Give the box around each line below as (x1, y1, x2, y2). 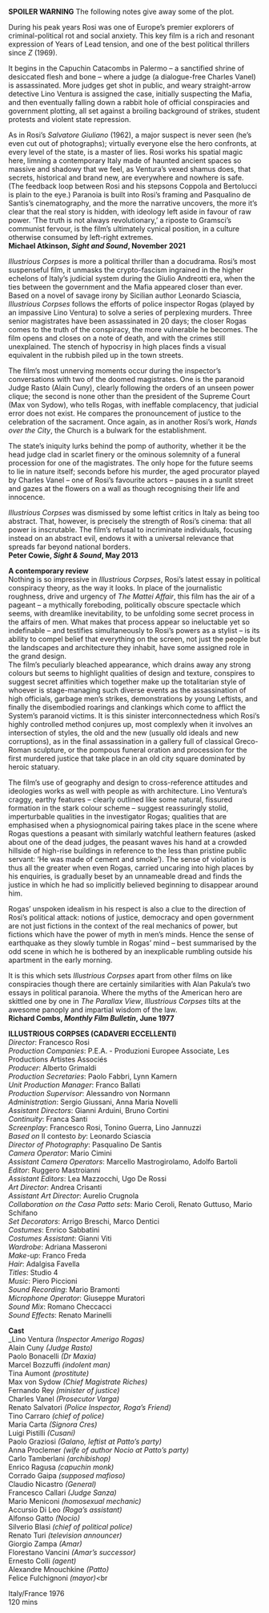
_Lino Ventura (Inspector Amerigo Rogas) (8, 1335, 145, 1343)
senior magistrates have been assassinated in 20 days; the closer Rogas (8, 316, 247, 326)
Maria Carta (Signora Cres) (8, 1420, 98, 1429)
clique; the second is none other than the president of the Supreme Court (8, 392, 251, 400)
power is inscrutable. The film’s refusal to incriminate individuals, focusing (8, 525, 252, 534)
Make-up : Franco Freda (8, 1251, 86, 1260)
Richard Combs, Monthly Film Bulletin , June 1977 (8, 1014, 175, 1022)
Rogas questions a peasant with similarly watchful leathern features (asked (8, 829, 256, 838)
